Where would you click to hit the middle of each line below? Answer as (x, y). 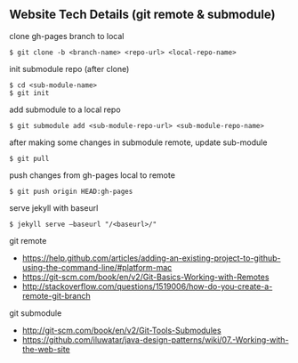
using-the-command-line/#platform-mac (97, 267)
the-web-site (46, 349)
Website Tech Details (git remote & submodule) (142, 15)
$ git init (29, 93)
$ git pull (29, 158)
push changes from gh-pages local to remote (93, 175)
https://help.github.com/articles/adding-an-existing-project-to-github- (151, 258)
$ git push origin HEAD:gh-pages (71, 191)
